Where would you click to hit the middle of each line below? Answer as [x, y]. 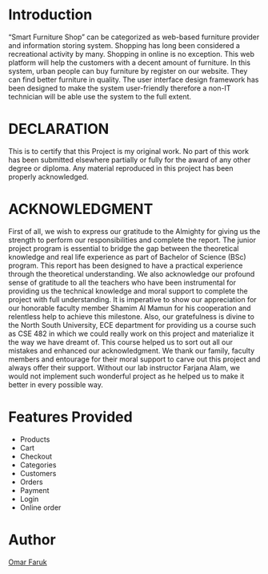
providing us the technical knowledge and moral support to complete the [128, 291]
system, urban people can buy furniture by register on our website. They [128, 71]
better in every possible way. [56, 384]
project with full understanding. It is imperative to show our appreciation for [133, 299]
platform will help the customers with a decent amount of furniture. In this [129, 63]
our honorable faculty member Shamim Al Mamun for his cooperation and [130, 308]
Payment [34, 490]
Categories [38, 465]
